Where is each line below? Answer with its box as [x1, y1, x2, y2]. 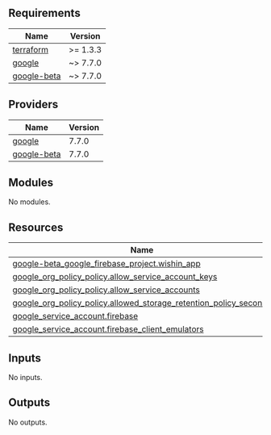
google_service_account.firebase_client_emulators [12, 324, 204, 335]
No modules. [8, 197, 51, 207]
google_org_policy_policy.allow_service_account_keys [12, 271, 218, 282]
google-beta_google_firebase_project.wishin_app [12, 258, 201, 270]
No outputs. [8, 417, 48, 427]
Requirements [8, 6, 81, 20]
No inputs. [8, 373, 43, 383]
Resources [8, 220, 64, 234]
